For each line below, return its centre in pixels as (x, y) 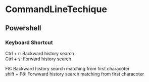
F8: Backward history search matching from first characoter (67, 68)
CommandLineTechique (56, 9)
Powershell (23, 28)
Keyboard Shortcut (29, 43)
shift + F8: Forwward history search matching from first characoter (75, 74)
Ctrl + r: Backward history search (40, 53)
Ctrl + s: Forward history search (38, 59)
